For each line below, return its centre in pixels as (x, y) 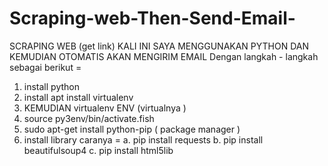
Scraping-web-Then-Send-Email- (152, 18)
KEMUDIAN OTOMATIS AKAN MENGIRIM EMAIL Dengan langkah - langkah (164, 56)
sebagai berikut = (45, 67)
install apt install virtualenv (78, 97)
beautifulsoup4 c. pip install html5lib (98, 150)
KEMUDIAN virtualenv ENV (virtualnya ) (105, 108)
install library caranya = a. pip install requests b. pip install (143, 139)
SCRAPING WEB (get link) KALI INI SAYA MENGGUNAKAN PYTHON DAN (159, 46)
